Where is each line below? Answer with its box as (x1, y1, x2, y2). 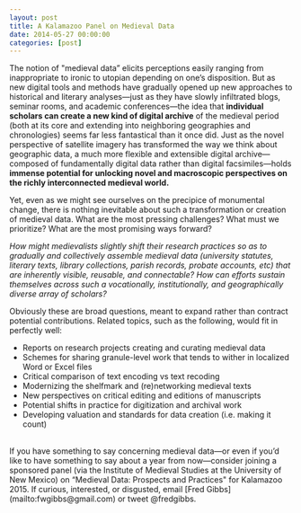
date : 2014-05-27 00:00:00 (9, 30, 111, 39)
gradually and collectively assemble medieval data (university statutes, (9, 251, 274, 261)
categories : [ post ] (9, 38, 83, 48)
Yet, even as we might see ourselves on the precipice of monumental (9, 195, 265, 206)
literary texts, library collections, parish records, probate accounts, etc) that (9, 260, 291, 270)
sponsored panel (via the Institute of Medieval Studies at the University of (9, 464, 282, 476)
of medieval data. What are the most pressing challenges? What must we (9, 214, 280, 225)
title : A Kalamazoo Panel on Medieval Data (9, 22, 175, 31)
